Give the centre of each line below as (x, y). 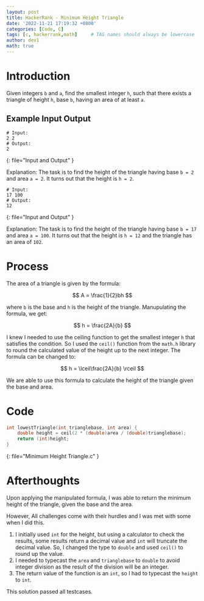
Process (27, 266)
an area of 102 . (25, 242)
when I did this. (25, 522)
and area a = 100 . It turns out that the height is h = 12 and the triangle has (99, 235)
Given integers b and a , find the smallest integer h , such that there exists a (99, 93)
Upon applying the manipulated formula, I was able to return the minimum (99, 497)
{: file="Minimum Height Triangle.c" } (53, 456)
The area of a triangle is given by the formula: (63, 283)
